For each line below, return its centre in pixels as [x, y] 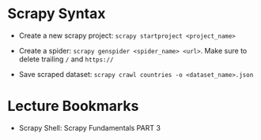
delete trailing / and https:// [66, 59]
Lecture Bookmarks [73, 106]
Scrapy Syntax [57, 14]
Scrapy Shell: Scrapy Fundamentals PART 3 [90, 127]
